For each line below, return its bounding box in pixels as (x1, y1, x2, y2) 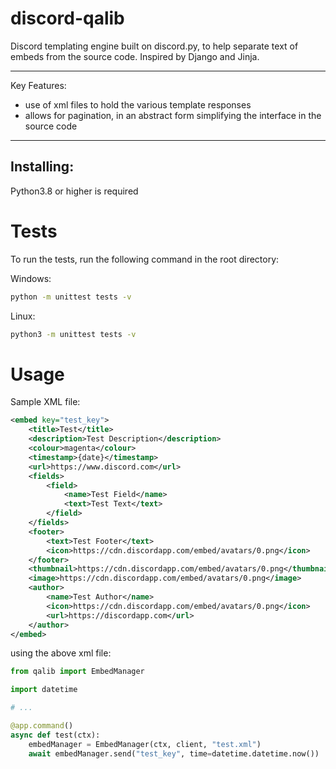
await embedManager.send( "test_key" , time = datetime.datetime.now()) (28, 748, 320, 759)
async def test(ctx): (10, 730, 101, 740)
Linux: (10, 310, 36, 322)
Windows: (10, 272, 52, 284)
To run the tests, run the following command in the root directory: (10, 253, 280, 265)
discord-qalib (10, 7, 125, 30)
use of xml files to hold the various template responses (24, 98, 252, 111)
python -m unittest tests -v (10, 292, 132, 302)
